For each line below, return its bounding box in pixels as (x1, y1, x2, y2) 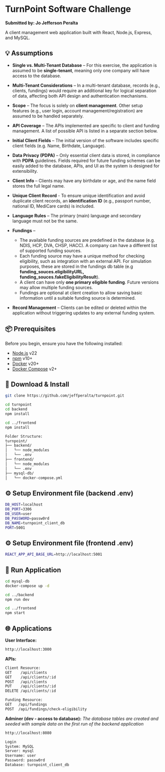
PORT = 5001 (5, 525, 26, 530)
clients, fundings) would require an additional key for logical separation (12, 88, 157, 94)
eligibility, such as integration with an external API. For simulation (19, 258, 152, 264)
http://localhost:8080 (5, 730, 52, 735)
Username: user (5, 753, 36, 758)
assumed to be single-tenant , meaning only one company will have (12, 67, 150, 73)
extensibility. (12, 168, 38, 174)
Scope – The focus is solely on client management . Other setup (12, 103, 143, 108)
